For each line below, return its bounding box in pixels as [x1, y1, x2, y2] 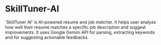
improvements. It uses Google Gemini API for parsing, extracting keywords [5, 29, 155, 35]
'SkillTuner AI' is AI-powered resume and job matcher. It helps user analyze [5, 19, 156, 25]
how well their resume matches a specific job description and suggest [5, 24, 146, 30]
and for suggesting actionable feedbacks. [5, 34, 89, 40]
